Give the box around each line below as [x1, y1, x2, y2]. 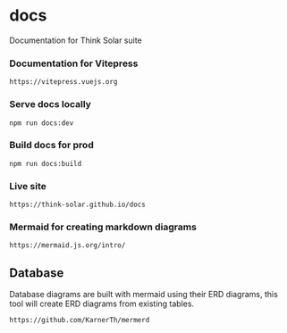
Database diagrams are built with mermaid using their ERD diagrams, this [9, 289, 279, 300]
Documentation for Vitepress [9, 57, 139, 70]
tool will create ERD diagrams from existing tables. [9, 298, 195, 309]
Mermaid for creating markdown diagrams [9, 221, 197, 233]
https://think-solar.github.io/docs [9, 200, 146, 210]
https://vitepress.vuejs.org [9, 78, 118, 87]
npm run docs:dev [9, 118, 74, 128]
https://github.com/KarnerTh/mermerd [9, 316, 150, 325]
